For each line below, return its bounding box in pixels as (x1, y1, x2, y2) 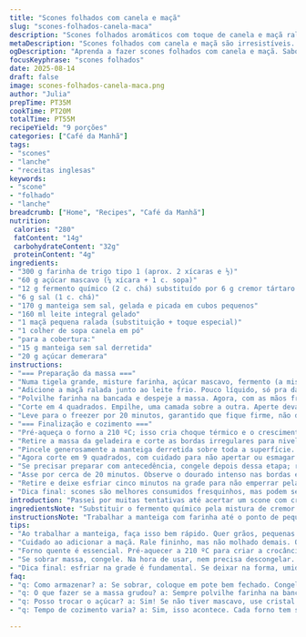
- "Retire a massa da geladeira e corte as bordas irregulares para (9, 436, 275, 446)
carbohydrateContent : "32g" (13, 242, 120, 251)
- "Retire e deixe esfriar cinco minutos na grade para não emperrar (9, 479, 280, 488)
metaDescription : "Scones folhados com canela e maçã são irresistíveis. (9, 38, 296, 48)
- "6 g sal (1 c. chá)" (9, 292, 100, 301)
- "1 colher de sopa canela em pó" (9, 327, 145, 336)
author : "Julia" (9, 89, 71, 98)
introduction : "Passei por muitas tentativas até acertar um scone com (9, 495, 287, 505)
